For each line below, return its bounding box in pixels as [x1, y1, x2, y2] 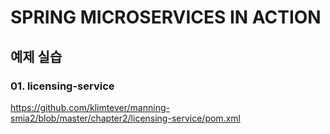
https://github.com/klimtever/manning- [10, 101, 170, 113]
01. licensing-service [10, 79, 115, 93]
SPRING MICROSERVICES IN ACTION [10, 6, 322, 29]
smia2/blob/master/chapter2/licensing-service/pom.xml [10, 112, 241, 124]
